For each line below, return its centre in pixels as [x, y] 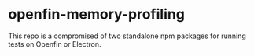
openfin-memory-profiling [96, 14]
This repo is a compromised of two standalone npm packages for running [127, 36]
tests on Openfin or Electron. [55, 44]
